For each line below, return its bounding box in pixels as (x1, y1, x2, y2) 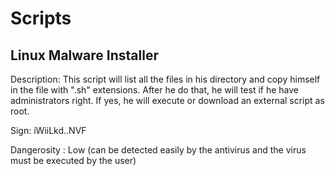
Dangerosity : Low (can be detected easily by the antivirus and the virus (10, 144, 307, 156)
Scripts (10, 7, 72, 30)
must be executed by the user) (10, 155, 137, 166)
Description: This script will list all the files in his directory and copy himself (10, 73, 321, 85)
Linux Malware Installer (10, 47, 159, 64)
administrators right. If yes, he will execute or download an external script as (10, 95, 325, 106)
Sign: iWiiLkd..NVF (10, 125, 87, 136)
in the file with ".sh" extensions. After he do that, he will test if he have (10, 84, 300, 96)
